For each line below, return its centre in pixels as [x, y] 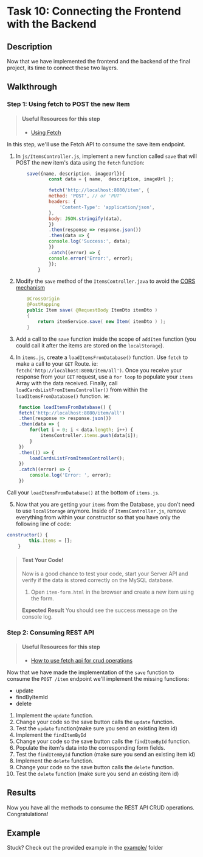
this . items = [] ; [50, 541]
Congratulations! [28, 814]
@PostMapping [43, 305]
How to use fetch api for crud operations [82, 660]
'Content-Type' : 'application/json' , [107, 207]
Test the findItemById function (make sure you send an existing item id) [105, 754]
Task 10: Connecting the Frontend [94, 11]
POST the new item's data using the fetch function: [80, 162]
